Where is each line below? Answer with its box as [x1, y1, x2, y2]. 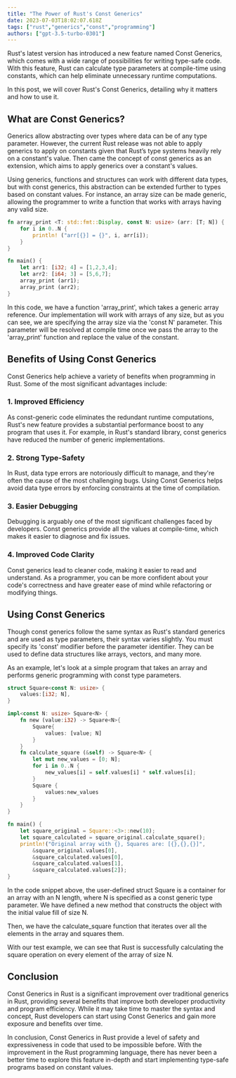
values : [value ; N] [44, 729, 102, 737]
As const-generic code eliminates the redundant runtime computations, [7, 413, 214, 421]
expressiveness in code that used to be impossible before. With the [7, 1040, 202, 1048]
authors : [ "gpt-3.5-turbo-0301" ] [7, 30, 105, 37]
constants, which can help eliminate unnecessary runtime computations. [7, 72, 218, 80]
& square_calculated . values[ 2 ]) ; [32, 866, 128, 874]
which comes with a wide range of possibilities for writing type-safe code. [7, 57, 222, 65]
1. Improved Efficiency [7, 397, 85, 406]
